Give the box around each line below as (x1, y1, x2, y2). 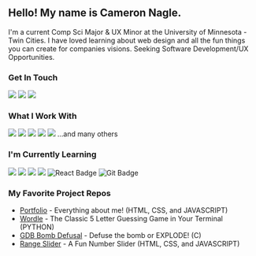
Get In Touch (8, 72, 58, 83)
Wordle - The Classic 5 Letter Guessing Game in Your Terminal (19, 214, 223, 223)
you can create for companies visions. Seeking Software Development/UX (8, 43, 249, 54)
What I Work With (8, 110, 77, 121)
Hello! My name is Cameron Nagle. (8, 6, 182, 20)
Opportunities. (8, 52, 55, 61)
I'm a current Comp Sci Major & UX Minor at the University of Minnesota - (8, 27, 247, 36)
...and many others (57, 129, 118, 139)
